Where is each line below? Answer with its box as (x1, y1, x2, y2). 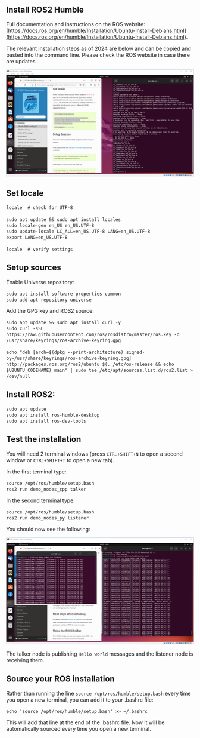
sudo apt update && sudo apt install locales (6, 217, 121, 223)
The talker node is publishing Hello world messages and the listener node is (6, 650, 193, 657)
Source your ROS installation (6, 674, 115, 684)
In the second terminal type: (6, 497, 76, 504)
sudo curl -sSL (6, 325, 44, 331)
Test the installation (6, 434, 82, 444)
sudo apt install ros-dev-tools (6, 418, 86, 424)
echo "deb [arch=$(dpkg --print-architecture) (6, 349, 124, 355)
